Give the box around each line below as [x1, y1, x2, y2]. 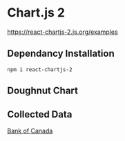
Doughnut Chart [7, 85, 78, 97]
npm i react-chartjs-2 [7, 66, 73, 73]
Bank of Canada [7, 126, 53, 135]
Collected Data [7, 109, 73, 120]
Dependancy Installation [7, 48, 115, 59]
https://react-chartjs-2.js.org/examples [7, 28, 119, 36]
